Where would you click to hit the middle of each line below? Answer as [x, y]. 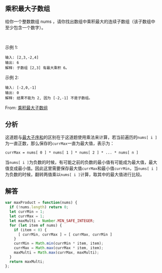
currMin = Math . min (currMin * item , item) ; [59, 244]
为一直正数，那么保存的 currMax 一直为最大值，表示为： [60, 143]
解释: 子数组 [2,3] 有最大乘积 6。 [37, 68]
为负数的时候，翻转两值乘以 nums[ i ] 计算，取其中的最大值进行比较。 [75, 174]
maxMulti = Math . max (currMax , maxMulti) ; [56, 253]
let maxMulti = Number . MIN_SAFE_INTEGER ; [52, 221]
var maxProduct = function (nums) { [41, 203]
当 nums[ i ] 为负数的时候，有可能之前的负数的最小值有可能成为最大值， [77, 162]
